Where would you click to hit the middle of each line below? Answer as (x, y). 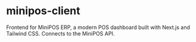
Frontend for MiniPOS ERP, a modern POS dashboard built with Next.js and (98, 27)
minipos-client (43, 11)
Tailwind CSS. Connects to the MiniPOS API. (60, 33)
